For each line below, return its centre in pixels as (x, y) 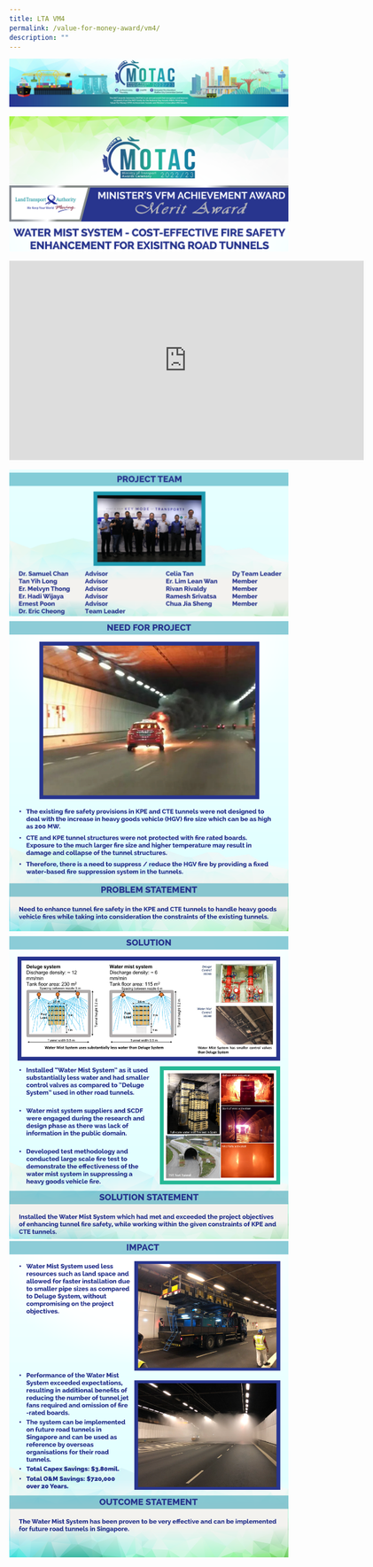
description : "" (39, 37)
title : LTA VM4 (37, 19)
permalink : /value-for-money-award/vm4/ (85, 28)
